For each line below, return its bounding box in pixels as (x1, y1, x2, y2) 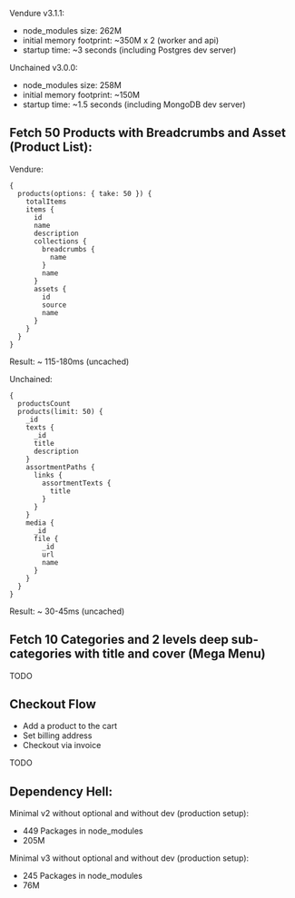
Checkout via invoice (22, 740, 102, 751)
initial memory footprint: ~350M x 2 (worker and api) (22, 35, 220, 45)
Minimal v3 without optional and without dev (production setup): (9, 853, 250, 863)
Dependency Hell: (9, 784, 113, 799)
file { (33, 534, 59, 543)
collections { (33, 236, 88, 246)
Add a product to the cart (22, 721, 118, 732)
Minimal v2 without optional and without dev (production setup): (9, 808, 250, 819)
